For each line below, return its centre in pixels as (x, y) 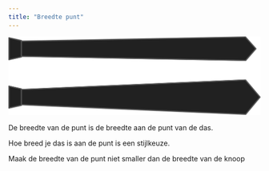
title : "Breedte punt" (46, 17)
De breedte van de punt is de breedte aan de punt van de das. (111, 127)
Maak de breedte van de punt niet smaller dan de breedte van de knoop (127, 158)
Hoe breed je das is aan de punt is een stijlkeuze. (89, 143)
